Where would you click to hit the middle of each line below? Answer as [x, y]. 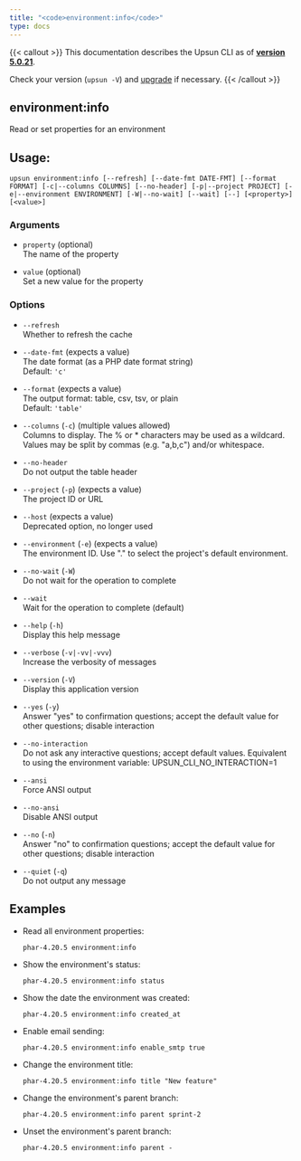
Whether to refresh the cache [77, 334]
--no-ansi [41, 808]
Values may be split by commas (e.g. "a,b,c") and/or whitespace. [143, 444]
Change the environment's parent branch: [100, 1098]
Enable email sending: [64, 1031]
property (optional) [57, 244]
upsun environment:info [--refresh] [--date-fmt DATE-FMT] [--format [143, 179]
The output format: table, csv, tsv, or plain [100, 398]
